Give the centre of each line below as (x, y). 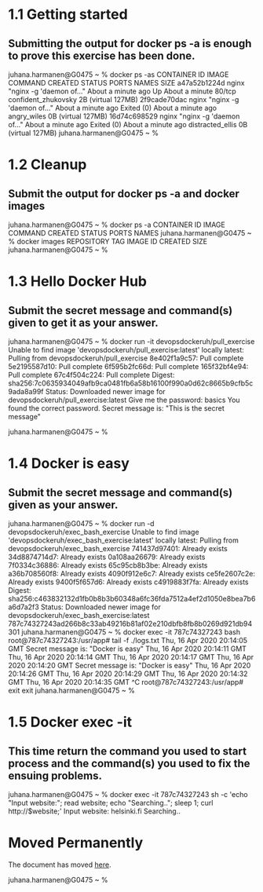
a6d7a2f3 (24, 607)
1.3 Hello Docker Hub (78, 281)
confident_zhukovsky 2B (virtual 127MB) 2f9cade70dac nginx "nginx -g (124, 99)
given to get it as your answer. (83, 322)
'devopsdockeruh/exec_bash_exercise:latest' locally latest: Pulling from (124, 540)
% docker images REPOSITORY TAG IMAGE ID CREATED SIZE (108, 241)
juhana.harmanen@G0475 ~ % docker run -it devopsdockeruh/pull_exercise (131, 342)
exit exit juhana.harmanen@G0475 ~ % (72, 690)
